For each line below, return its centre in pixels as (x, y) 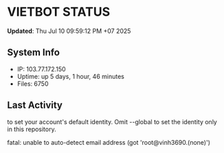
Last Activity (35, 105)
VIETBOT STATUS (59, 12)
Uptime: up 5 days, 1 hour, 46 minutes (71, 76)
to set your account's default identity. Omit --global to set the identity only (112, 121)
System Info (34, 52)
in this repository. (32, 129)
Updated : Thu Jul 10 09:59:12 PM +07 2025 (69, 31)
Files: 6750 (33, 84)
